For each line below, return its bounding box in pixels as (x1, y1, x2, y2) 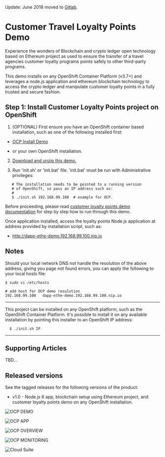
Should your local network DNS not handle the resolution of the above (5, 260, 147, 266)
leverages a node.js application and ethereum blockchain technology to (5, 78, 150, 84)
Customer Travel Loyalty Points (5, 22, 136, 32)
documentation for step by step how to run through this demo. (5, 208, 131, 214)
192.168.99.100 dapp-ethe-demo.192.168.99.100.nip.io (5, 293, 122, 298)
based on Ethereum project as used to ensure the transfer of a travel (5, 53, 144, 59)
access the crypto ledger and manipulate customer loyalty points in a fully (5, 84, 155, 89)
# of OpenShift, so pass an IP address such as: (11, 186, 113, 191)
